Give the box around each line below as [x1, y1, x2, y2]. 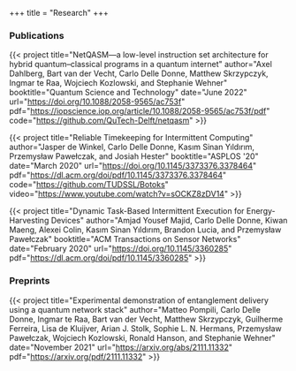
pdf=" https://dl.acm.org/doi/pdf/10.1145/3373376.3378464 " [9, 170, 227, 180]
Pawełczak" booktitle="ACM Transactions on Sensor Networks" [9, 234, 241, 245]
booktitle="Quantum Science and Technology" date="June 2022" [9, 87, 247, 98]
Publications [9, 29, 65, 42]
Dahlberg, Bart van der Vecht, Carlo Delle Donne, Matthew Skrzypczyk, [9, 68, 269, 79]
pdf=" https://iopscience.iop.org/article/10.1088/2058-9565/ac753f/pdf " [9, 106, 270, 117]
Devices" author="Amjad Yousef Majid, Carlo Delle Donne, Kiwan [50, 216, 288, 226]
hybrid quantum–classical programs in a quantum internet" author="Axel [9, 59, 272, 70]
